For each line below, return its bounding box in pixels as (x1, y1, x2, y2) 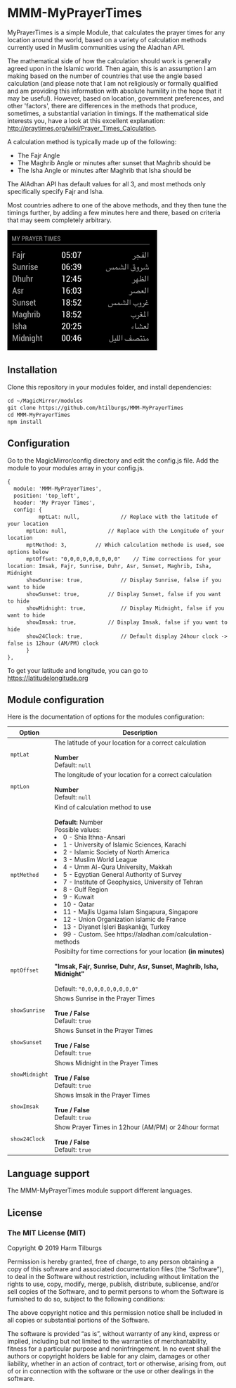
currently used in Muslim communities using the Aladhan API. (7, 43, 185, 51)
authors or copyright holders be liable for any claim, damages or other (7, 1352, 211, 1361)
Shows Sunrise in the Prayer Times (53, 994, 155, 1003)
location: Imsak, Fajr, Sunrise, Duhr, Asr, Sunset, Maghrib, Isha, (7, 563, 212, 570)
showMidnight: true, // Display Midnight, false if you (25, 605, 225, 612)
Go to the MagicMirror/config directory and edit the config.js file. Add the (7, 456, 219, 465)
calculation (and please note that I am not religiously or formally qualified (7, 79, 218, 87)
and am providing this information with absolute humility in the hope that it (7, 86, 222, 95)
